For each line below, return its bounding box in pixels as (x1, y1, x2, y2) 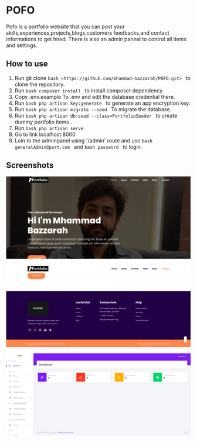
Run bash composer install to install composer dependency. (14, 87, 164, 94)
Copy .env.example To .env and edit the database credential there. (14, 93, 175, 100)
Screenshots (6, 160, 54, 171)
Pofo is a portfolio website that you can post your (6, 23, 125, 30)
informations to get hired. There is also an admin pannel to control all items (6, 35, 187, 42)
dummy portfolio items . (14, 118, 72, 125)
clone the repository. (14, 81, 65, 88)
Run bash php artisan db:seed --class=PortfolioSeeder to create (14, 112, 178, 119)
